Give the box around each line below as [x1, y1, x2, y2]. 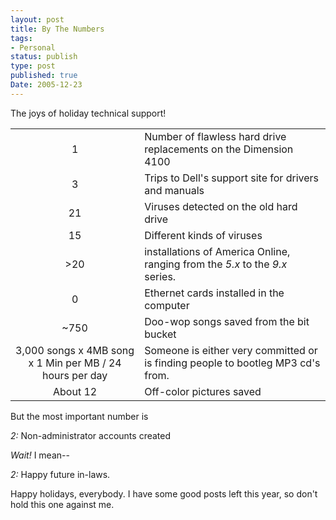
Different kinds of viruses [144, 228, 263, 242]
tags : [10, 33, 33, 43]
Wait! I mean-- [10, 449, 70, 461]
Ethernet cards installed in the [144, 286, 285, 300]
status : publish [10, 52, 78, 62]
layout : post [10, 14, 65, 25]
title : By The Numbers [10, 24, 105, 34]
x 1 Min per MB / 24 [28, 356, 122, 370]
